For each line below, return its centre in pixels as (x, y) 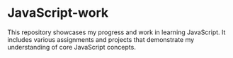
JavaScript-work (58, 13)
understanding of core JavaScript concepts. (72, 47)
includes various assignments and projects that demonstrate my (101, 39)
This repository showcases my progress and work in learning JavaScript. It (116, 32)
